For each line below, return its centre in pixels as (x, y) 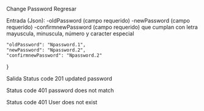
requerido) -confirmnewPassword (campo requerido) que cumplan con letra (102, 27)
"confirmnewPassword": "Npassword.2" (54, 56)
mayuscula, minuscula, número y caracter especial (70, 34)
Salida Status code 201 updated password (59, 78)
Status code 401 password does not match (60, 90)
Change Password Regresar (42, 9)
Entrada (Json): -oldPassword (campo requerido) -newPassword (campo (98, 20)
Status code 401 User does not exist (52, 102)
